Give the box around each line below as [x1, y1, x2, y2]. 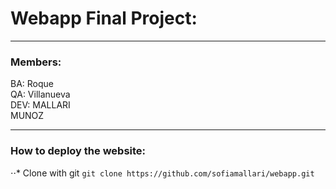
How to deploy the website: [10, 144, 147, 158]
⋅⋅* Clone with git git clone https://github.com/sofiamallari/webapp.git [10, 167, 315, 179]
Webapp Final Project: [10, 7, 198, 30]
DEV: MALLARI [10, 99, 71, 111]
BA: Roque [10, 78, 55, 90]
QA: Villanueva [10, 88, 71, 101]
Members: [10, 55, 62, 69]
